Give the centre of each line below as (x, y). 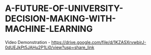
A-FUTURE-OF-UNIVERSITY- (64, 8)
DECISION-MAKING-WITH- (61, 19)
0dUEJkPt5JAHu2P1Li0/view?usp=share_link (50, 47)
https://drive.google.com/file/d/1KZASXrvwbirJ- (99, 42)
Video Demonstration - (28, 42)
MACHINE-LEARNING (49, 29)
